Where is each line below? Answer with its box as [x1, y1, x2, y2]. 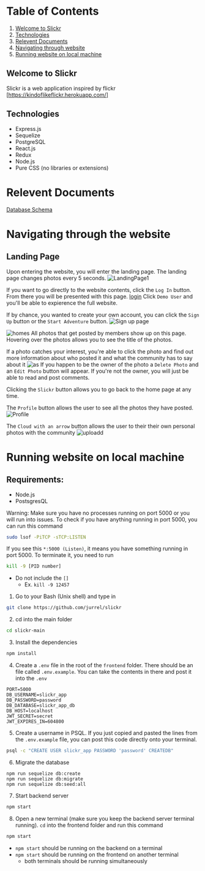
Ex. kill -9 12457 [24, 581, 70, 588]
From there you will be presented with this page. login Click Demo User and [6, 293, 193, 300]
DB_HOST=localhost [6, 708, 53, 714]
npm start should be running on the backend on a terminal [15, 844, 163, 851]
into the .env [15, 675, 47, 682]
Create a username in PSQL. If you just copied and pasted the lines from [15, 729, 198, 736]
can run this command [6, 522, 63, 529]
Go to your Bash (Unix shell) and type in [15, 593, 116, 600]
